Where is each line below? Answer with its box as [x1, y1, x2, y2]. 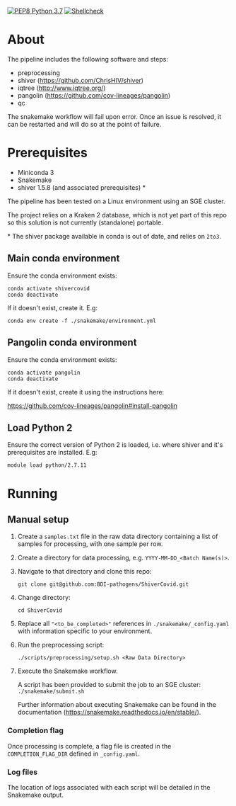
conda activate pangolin [7, 369, 81, 376]
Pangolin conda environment [7, 336, 137, 348]
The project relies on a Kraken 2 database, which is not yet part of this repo [7, 210, 228, 219]
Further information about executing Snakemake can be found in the [17, 700, 217, 709]
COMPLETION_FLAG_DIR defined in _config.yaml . [7, 749, 140, 758]
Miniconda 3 [17, 168, 54, 176]
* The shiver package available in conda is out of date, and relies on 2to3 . [7, 232, 221, 240]
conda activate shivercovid [7, 285, 90, 292]
